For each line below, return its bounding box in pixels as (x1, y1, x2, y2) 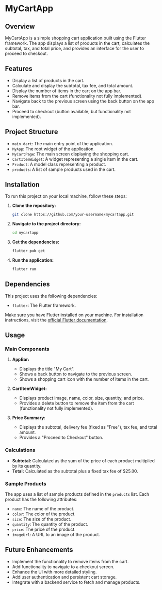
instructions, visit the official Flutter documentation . (5, 317, 108, 323)
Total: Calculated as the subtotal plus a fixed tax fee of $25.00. (12, 468, 138, 474)
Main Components (5, 346, 49, 353)
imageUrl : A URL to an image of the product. (12, 532, 100, 538)
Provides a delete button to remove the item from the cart (19, 400, 134, 406)
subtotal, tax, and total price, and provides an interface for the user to (5, 46, 144, 51)
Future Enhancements (5, 546, 74, 554)
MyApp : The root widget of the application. (12, 146, 95, 152)
